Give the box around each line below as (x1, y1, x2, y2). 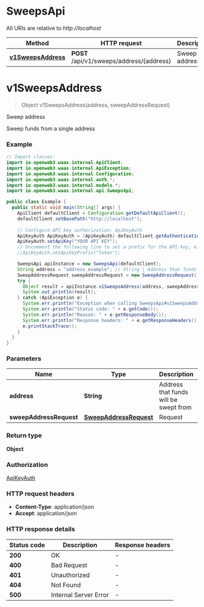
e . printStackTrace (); (22, 323, 78, 329)
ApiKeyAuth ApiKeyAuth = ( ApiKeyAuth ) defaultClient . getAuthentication (17, 233, 202, 239)
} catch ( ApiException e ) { (17, 295, 88, 301)
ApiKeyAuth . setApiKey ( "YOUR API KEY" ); (17, 239, 118, 245)
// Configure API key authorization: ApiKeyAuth (17, 227, 143, 233)
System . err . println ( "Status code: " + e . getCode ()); (22, 306, 159, 312)
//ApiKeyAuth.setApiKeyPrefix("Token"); (17, 250, 121, 256)
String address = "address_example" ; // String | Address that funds (17, 266, 197, 272)
